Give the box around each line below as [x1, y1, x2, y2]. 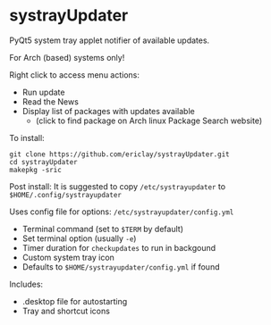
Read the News [21, 96, 79, 107]
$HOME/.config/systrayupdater [9, 190, 123, 199]
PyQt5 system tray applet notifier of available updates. [9, 35, 210, 46]
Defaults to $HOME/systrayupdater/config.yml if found [21, 261, 220, 272]
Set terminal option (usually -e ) [21, 233, 137, 244]
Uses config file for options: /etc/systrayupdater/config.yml [9, 206, 234, 217]
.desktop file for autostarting [21, 296, 128, 306]
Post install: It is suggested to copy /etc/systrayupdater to [9, 180, 226, 192]
